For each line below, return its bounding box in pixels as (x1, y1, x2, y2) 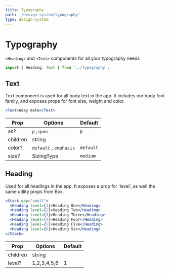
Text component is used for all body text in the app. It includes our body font (5, 93, 165, 99)
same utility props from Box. (5, 188, 64, 194)
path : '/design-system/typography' (5, 12, 80, 17)
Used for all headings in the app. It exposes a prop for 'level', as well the (5, 183, 155, 189)
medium (80, 153, 96, 159)
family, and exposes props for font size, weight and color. (5, 98, 125, 104)
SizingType (32, 152, 59, 160)
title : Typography (5, 7, 44, 13)
